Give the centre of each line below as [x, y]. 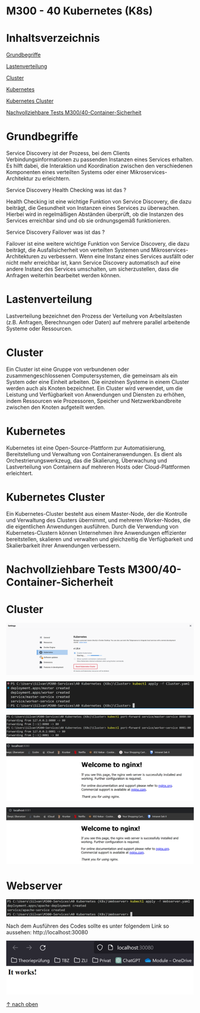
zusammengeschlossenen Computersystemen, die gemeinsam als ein [92, 375]
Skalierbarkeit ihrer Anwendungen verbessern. [63, 545]
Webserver [34, 886]
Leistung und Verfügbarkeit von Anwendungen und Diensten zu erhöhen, [96, 394]
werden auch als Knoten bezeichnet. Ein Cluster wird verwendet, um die [95, 388]
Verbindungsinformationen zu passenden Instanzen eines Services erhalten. [100, 160]
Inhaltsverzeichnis [53, 38]
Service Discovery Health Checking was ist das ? [66, 190]
